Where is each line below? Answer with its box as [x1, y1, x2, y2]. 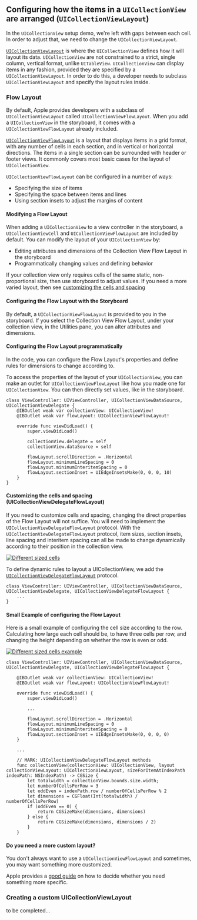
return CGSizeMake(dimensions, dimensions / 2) [37, 819, 157, 825]
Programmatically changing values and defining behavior [14, 260, 153, 267]
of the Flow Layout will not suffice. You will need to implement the [6, 517, 166, 524]
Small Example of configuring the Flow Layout [6, 611, 121, 618]
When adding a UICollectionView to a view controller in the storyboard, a [6, 224, 183, 231]
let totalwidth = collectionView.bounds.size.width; [27, 778, 159, 784]
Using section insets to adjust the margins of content [14, 197, 143, 204]
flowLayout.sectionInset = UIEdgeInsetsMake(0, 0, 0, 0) [27, 732, 169, 738]
